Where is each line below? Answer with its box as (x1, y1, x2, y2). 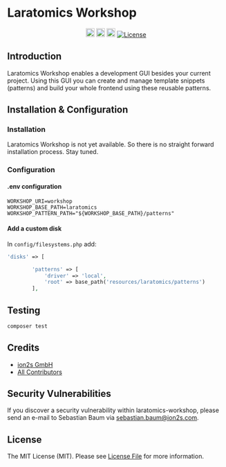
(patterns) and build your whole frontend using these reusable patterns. (7, 83, 211, 92)
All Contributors (17, 368, 62, 376)
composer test (7, 323, 48, 330)
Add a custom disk (7, 224, 62, 233)
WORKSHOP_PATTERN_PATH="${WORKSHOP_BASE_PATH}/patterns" (7, 210, 175, 216)
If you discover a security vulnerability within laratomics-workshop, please (7, 406, 220, 414)
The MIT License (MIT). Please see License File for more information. (7, 452, 204, 461)
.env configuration (7, 182, 62, 190)
